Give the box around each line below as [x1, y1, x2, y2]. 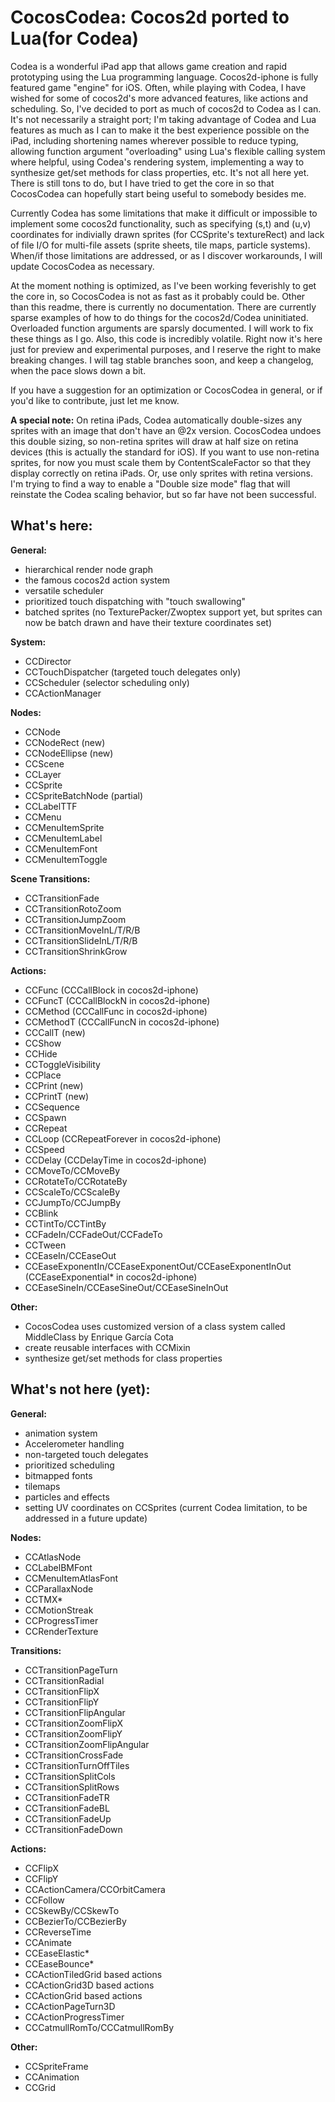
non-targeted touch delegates [24, 1448, 149, 1460]
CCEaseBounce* [24, 1957, 95, 1970]
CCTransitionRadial [24, 1674, 105, 1686]
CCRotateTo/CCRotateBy [24, 1175, 128, 1187]
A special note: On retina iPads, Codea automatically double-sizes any [10, 414, 302, 426]
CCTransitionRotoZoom [24, 902, 122, 915]
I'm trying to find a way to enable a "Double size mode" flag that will [10, 477, 291, 490]
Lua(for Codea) [10, 27, 140, 50]
